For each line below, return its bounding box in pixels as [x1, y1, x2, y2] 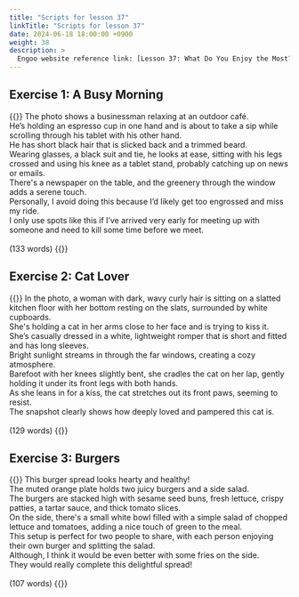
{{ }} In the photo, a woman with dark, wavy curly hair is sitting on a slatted [9, 293, 281, 303]
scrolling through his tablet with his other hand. [9, 130, 182, 141]
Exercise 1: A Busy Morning [9, 87, 164, 102]
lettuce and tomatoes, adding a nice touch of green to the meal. [9, 521, 243, 532]
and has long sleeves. [9, 340, 89, 351]
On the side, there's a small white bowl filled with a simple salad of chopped [9, 512, 287, 523]
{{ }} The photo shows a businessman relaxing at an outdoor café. [9, 110, 249, 121]
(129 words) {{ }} [9, 424, 69, 436]
